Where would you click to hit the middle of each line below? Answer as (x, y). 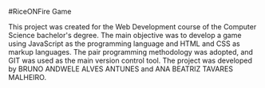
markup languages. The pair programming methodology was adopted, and (131, 52)
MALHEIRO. (27, 77)
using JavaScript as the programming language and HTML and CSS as (125, 44)
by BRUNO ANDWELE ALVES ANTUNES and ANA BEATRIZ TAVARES (121, 69)
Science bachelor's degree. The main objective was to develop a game (125, 35)
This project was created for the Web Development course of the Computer (132, 27)
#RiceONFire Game (40, 11)
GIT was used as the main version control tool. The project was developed (131, 60)
